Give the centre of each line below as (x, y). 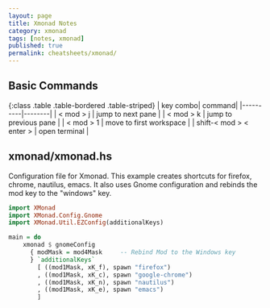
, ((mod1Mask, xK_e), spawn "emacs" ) (100, 290)
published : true (35, 46)
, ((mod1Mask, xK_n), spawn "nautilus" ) (106, 282)
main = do (25, 237)
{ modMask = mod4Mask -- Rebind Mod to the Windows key (133, 252)
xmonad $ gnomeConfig (59, 245)
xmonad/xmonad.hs (60, 157)
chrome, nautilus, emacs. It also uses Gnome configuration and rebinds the (133, 184)
